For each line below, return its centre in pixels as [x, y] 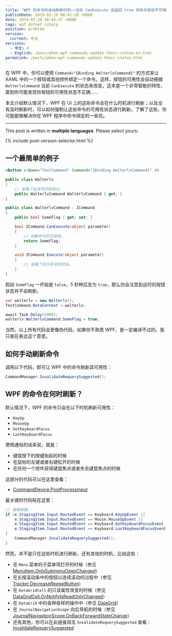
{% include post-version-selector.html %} [49, 141]
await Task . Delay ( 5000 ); [32, 315]
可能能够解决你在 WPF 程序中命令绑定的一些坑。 [56, 116]
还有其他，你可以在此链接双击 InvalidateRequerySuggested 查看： [82, 622]
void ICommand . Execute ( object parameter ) [59, 255]
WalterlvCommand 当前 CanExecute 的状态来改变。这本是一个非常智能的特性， [85, 86]
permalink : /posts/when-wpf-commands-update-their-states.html [74, 58]
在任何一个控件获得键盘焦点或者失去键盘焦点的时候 [67, 468]
